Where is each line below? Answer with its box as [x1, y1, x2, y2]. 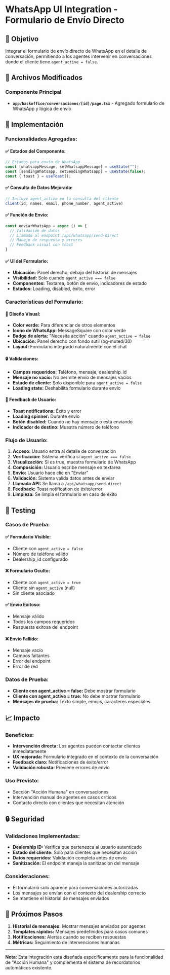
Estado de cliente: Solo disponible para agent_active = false [12, 379, 142, 386]
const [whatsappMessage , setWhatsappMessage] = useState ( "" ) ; [5, 164, 139, 169]
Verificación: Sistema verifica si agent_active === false [12, 454, 131, 460]
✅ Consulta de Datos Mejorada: [5, 185, 73, 191]
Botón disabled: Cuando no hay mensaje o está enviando [12, 418, 133, 424]
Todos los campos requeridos [12, 619, 75, 625]
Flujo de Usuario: [5, 437, 48, 444]
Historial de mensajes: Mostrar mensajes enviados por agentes [12, 923, 146, 929]
